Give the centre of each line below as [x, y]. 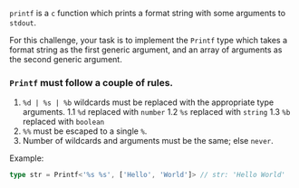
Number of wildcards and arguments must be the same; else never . [148, 141]
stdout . [23, 23]
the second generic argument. [66, 59]
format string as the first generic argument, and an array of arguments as [146, 50]
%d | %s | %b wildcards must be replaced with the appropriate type [148, 102]
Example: [27, 158]
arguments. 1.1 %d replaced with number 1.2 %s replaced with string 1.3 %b [156, 112]
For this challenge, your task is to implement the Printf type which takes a [149, 40]
